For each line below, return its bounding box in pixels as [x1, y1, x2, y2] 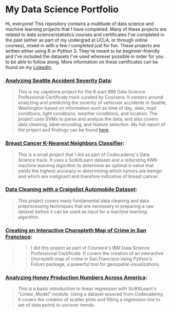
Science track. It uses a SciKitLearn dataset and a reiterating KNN [17, 156, 158, 163]
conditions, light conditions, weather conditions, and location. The [17, 110, 158, 116]
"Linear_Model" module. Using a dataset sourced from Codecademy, [17, 291, 164, 297]
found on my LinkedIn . [5, 64, 53, 70]
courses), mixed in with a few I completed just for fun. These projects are [5, 42, 160, 48]
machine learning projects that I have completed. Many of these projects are [5, 26, 167, 32]
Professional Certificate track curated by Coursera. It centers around [17, 94, 163, 101]
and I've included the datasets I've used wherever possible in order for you [5, 53, 164, 60]
